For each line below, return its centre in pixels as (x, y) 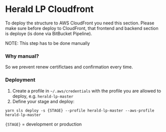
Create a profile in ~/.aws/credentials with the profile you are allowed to (87, 91)
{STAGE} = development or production (43, 124)
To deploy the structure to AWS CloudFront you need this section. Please (80, 23)
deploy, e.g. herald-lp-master (43, 96)
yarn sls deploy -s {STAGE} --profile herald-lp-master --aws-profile (80, 111)
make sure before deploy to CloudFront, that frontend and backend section (82, 28)
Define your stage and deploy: (43, 101)
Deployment (20, 80)
